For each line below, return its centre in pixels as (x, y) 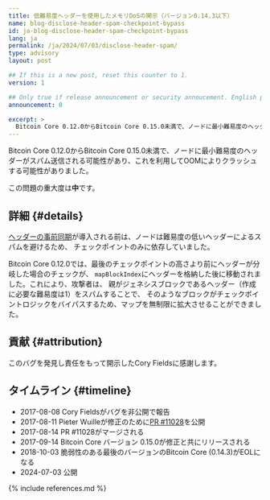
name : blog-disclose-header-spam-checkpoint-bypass (96, 23)
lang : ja (23, 38)
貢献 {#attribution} (55, 342)
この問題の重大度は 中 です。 (54, 188)
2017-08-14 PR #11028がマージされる (82, 432)
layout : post (30, 61)
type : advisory (34, 53)
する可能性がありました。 (51, 171)
